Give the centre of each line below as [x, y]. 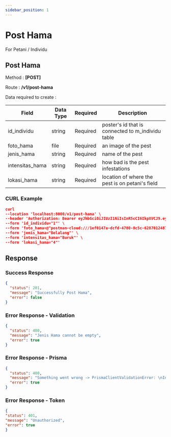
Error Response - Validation [40, 315]
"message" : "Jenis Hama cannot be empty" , [55, 335]
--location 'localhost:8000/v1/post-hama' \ [53, 214]
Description [133, 113]
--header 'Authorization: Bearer [41, 219]
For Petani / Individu [26, 49]
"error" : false [26, 297]
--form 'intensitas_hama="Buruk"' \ [44, 237]
